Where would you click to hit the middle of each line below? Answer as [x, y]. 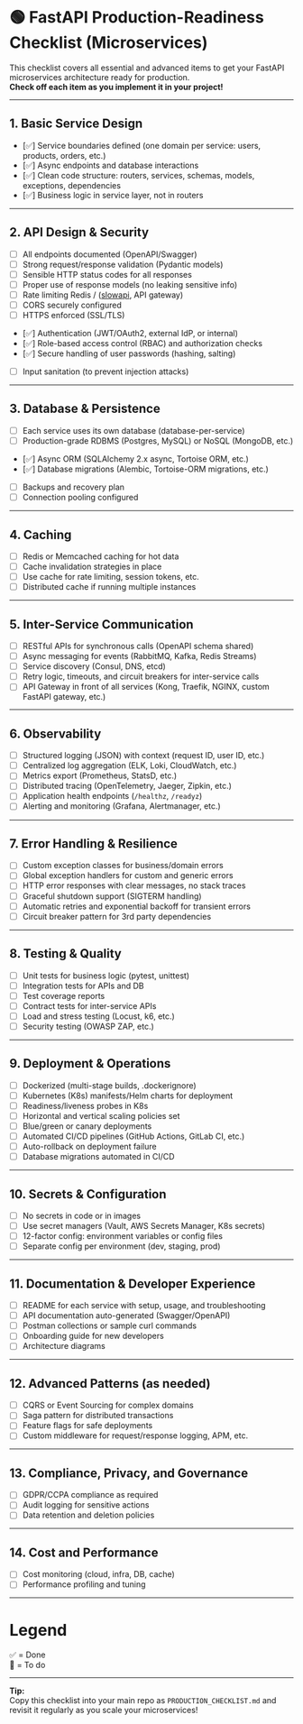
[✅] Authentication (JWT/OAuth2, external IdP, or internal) [130, 333]
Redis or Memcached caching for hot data [101, 556]
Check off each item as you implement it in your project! [116, 87]
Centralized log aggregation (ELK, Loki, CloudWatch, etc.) [129, 766]
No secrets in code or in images [82, 1215]
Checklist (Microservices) [109, 43]
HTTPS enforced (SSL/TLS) [73, 315]
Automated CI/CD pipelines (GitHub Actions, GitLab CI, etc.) [133, 1136]
